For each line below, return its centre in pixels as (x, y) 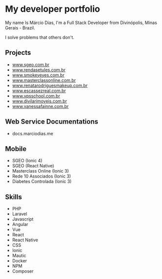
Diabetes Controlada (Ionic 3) (42, 181)
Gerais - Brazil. (20, 27)
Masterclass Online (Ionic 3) (41, 171)
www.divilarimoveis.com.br (39, 101)
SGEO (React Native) (33, 166)
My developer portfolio (53, 9)
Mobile (16, 149)
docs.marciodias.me (33, 133)
